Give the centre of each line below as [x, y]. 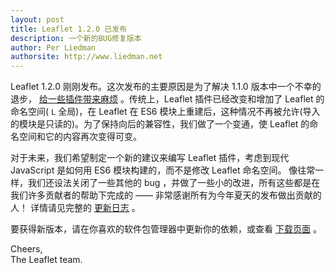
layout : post [37, 19]
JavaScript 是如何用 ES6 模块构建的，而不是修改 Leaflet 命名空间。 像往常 [163, 170]
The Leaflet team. [46, 260]
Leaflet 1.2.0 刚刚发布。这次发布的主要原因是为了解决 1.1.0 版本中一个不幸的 [166, 87]
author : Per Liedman [53, 47]
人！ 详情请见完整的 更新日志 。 [75, 208]
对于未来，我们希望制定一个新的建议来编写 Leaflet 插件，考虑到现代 [150, 158]
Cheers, [26, 249]
